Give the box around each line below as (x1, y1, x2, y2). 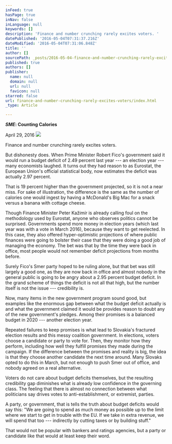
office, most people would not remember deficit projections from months (5, 248, 159, 254)
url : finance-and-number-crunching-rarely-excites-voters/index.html (5, 98, 157, 103)
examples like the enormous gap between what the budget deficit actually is (5, 300, 166, 307)
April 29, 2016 (5, 132, 35, 138)
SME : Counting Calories (5, 122, 57, 128)
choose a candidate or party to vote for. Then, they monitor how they (5, 338, 151, 344)
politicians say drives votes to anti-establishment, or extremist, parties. (5, 391, 155, 397)
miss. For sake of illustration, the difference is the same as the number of (5, 189, 159, 195)
